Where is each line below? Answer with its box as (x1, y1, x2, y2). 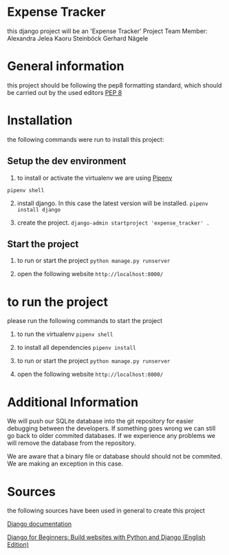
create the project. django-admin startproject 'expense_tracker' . (17, 218, 210, 227)
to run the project (7, 294, 109, 310)
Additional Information (7, 394, 139, 410)
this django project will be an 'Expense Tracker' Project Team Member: (7, 27, 208, 35)
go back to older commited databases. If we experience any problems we (7, 432, 216, 440)
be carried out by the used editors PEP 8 (7, 88, 122, 96)
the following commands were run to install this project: (7, 135, 164, 143)
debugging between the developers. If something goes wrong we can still (7, 424, 216, 432)
